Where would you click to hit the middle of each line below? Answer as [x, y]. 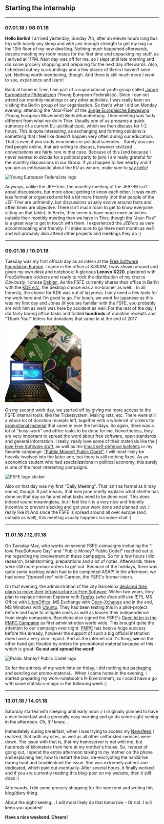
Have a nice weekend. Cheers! [37, 817]
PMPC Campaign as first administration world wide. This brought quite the [80, 623]
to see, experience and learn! [34, 80]
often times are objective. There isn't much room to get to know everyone [79, 207]
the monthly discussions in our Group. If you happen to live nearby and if [78, 162]
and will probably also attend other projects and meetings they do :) [73, 234]
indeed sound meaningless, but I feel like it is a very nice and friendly [75, 502]
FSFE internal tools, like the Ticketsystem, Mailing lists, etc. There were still [81, 415]
